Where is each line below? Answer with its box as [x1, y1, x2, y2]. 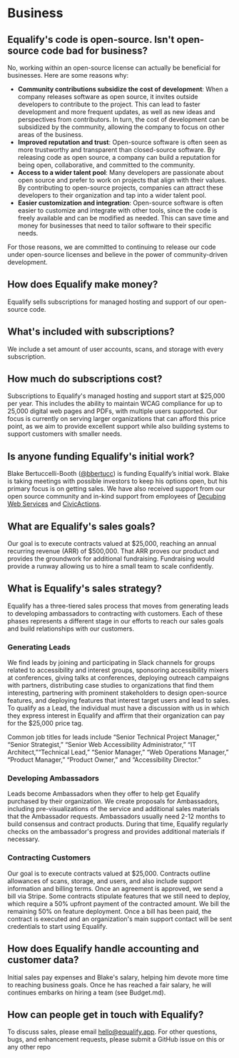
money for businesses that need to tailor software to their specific [17, 221, 212, 230]
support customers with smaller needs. [7, 429, 123, 438]
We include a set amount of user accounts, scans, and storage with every [7, 345, 224, 353]
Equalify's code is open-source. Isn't [7, 34, 175, 46]
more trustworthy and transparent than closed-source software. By [17, 146, 215, 154]
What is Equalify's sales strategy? [7, 583, 162, 595]
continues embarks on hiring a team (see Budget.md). [7, 988, 166, 997]
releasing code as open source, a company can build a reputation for [17, 153, 221, 161]
